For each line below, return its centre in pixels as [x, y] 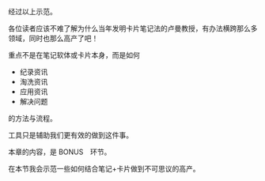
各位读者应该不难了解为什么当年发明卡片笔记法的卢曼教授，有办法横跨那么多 [133, 28]
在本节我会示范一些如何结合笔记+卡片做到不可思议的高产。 [104, 169]
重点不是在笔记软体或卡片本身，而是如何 [74, 55]
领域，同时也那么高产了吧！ [53, 38]
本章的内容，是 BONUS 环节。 [60, 152]
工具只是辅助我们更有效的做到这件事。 [70, 135]
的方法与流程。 [32, 118]
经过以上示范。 [32, 11]
